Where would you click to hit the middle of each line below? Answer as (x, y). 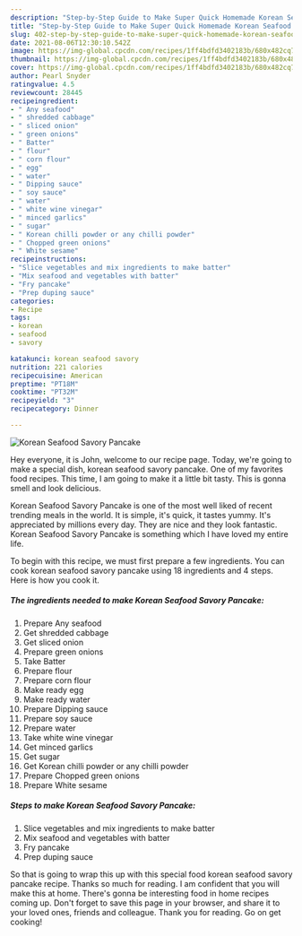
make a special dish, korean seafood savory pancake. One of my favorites (147, 469)
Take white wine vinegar (68, 737)
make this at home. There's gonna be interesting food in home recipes (140, 893)
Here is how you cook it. (55, 580)
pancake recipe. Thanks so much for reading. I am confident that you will (145, 883)
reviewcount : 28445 (47, 92)
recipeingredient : (44, 101)
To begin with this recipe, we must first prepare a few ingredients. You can (147, 560)
